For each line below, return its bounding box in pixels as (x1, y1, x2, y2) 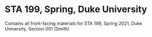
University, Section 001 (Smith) (5, 25, 70, 31)
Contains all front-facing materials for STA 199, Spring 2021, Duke (5, 20, 142, 26)
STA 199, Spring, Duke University (5, 4, 147, 15)
